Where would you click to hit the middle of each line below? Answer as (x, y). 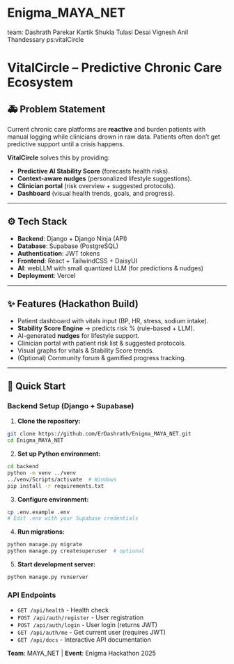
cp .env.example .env (39, 512)
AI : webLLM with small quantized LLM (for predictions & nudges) (110, 268)
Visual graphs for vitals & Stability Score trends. (86, 350)
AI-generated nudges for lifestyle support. (78, 335)
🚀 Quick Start (37, 386)
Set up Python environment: (59, 454)
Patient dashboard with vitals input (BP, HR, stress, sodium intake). (113, 321)
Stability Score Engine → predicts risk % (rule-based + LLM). (106, 328)
